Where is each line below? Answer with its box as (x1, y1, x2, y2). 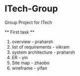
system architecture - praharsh (11, 49, 75, 55)
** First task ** (4, 29, 35, 35)
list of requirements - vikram (11, 44, 70, 50)
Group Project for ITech (4, 19, 52, 25)
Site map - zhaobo (11, 60, 50, 66)
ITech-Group (4, 3, 58, 14)
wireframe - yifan (11, 65, 47, 71)
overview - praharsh (11, 38, 53, 45)
